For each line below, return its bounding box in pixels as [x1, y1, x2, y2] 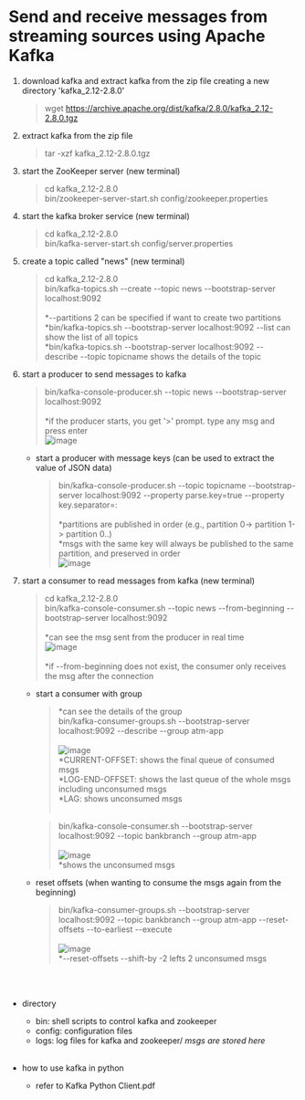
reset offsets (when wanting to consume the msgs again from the [35, 876, 282, 887]
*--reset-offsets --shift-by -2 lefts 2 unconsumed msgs [58, 952, 267, 964]
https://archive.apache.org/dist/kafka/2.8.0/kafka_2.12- [66, 102, 274, 113]
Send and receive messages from [8, 6, 268, 27]
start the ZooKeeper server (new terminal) [21, 165, 181, 176]
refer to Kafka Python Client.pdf [35, 1080, 156, 1091]
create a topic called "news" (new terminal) [21, 256, 185, 267]
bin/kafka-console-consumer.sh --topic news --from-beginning [44, 602, 285, 613]
